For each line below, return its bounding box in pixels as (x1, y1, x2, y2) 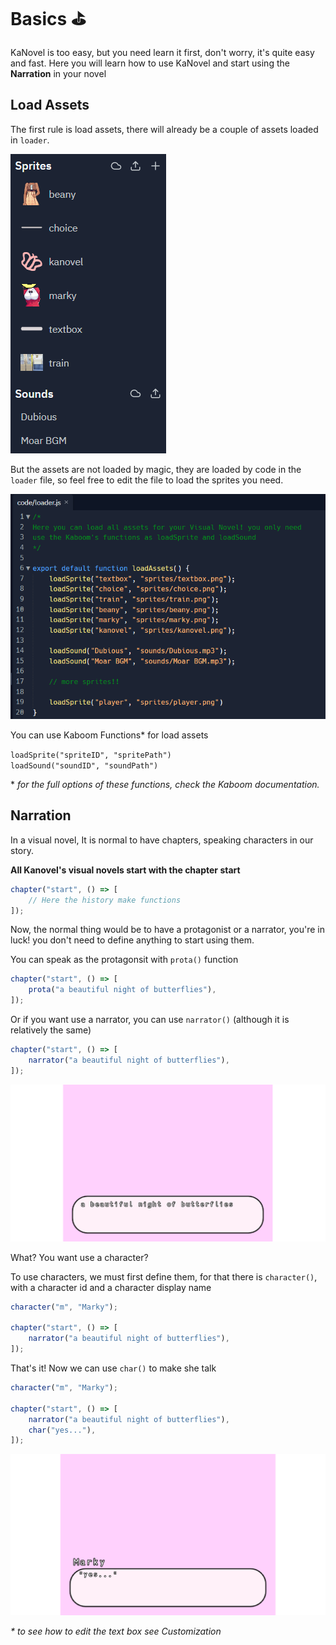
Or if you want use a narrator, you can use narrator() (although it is (10, 1014, 290, 1025)
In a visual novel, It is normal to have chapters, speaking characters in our (10, 834, 314, 846)
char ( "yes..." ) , (28, 1425, 97, 1435)
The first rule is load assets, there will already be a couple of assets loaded (10, 123, 319, 135)
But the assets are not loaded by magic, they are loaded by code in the (10, 463, 302, 475)
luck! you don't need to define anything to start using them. (10, 934, 255, 946)
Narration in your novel (10, 67, 107, 79)
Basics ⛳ (10, 8, 87, 31)
